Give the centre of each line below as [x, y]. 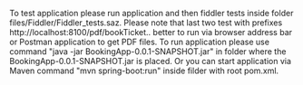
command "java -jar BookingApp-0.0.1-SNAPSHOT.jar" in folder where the [148, 52]
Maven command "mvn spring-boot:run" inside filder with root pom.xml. [144, 71]
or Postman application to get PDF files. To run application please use [140, 42]
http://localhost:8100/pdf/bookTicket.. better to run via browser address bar [151, 32]
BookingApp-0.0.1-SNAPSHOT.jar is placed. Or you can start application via [151, 61]
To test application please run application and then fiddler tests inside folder [151, 13]
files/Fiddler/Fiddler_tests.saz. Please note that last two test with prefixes [146, 23]
